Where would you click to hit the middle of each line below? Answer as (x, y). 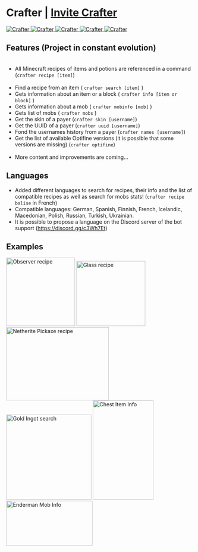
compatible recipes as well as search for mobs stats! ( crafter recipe (99, 196)
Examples (25, 247)
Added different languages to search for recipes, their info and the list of (103, 190)
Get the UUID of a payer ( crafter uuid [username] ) (78, 126)
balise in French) (36, 203)
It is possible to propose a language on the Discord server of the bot (98, 222)
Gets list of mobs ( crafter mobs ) (56, 112)
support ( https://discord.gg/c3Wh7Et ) (61, 228)
